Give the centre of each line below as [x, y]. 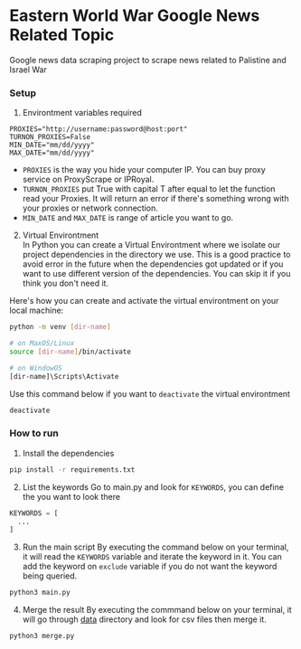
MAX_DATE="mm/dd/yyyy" [52, 153]
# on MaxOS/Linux [42, 343]
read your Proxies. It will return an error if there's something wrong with [155, 199]
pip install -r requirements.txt [72, 470]
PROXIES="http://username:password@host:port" [99, 129]
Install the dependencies [68, 453]
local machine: [37, 310]
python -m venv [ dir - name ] [60, 327]
